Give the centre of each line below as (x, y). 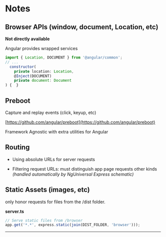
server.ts (15, 211)
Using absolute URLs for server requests (54, 159)
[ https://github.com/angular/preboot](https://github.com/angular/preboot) (80, 122)
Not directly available (28, 39)
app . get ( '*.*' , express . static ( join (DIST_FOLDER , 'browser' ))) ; (73, 225)
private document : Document (43, 81)
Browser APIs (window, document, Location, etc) (82, 27)
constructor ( (23, 67)
